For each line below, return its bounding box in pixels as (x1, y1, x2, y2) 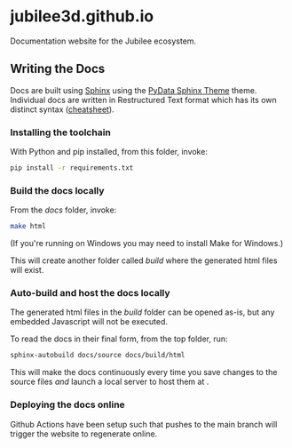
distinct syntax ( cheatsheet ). (10, 104, 114, 115)
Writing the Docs (10, 61, 106, 76)
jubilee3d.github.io (10, 6, 154, 27)
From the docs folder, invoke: (10, 204, 117, 215)
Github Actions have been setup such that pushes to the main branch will (10, 419, 278, 429)
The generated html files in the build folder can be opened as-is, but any (10, 307, 275, 317)
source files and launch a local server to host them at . (10, 376, 209, 388)
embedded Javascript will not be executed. (10, 316, 168, 327)
